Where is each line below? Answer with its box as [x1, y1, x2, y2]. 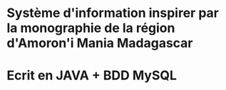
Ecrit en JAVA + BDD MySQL [6, 67, 178, 84]
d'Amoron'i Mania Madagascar [6, 35, 193, 51]
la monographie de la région [6, 20, 175, 36]
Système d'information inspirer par [6, 5, 219, 21]
